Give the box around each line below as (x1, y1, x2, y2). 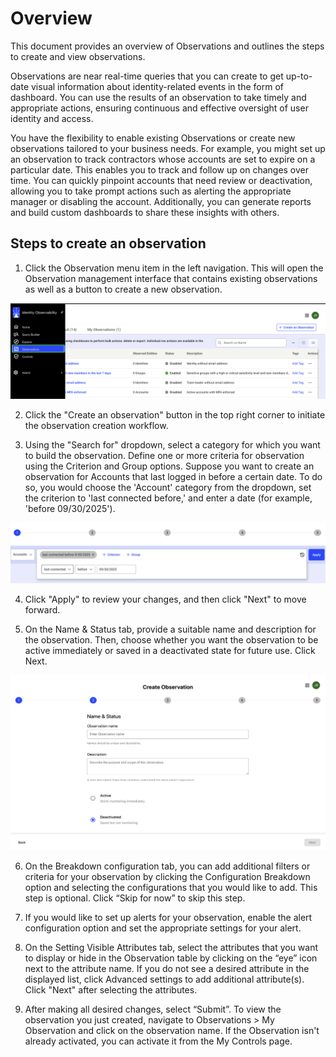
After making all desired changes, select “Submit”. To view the (24, 1003, 282, 1015)
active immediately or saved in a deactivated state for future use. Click (24, 644, 316, 656)
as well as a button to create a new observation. (24, 283, 223, 295)
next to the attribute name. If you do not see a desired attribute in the (24, 962, 310, 974)
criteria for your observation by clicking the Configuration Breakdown (24, 870, 311, 882)
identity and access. (10, 112, 94, 124)
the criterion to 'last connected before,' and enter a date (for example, (24, 492, 313, 504)
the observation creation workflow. (24, 420, 169, 432)
